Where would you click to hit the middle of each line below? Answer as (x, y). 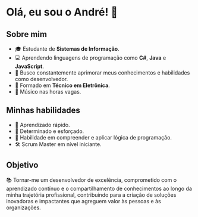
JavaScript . (29, 66)
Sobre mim (27, 34)
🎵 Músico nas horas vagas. (48, 92)
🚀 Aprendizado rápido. (42, 125)
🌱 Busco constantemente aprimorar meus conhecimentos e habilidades (102, 73)
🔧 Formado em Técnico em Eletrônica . (62, 85)
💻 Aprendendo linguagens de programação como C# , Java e (90, 58)
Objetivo (22, 165)
